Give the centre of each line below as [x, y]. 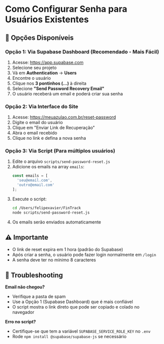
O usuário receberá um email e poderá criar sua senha [67, 94]
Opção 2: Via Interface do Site [42, 106]
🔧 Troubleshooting [34, 275]
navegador [23, 312]
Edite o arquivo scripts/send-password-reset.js [61, 161]
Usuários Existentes [47, 19]
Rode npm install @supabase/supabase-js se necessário [69, 337]
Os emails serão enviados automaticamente [57, 222]
